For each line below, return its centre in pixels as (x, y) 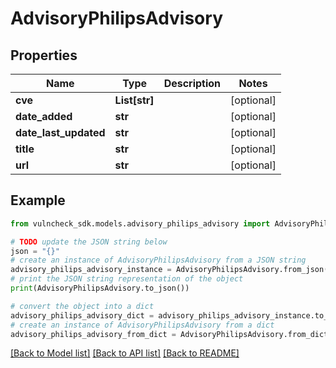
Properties (44, 55)
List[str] (134, 100)
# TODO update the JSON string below (89, 242)
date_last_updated (60, 132)
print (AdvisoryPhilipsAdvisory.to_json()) (100, 288)
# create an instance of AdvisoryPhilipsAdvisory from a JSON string (158, 260)
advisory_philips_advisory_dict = (82, 315)
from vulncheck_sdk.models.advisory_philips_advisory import (140, 223)
